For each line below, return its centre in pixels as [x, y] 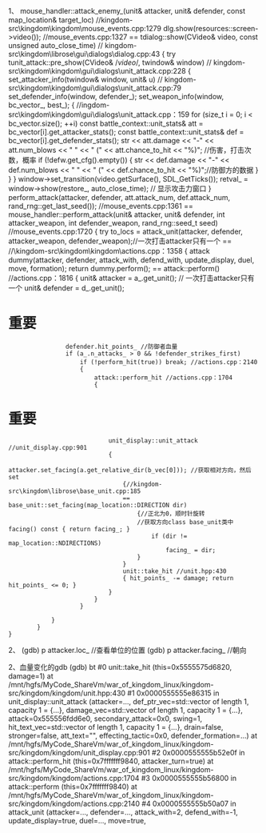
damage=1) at [31, 676]
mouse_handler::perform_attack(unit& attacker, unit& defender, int [117, 214]
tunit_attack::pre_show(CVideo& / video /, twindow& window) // [110, 62]
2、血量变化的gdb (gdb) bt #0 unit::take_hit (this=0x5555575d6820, [120, 667]
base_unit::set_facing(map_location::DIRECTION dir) [98, 505]
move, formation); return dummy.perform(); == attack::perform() [114, 268]
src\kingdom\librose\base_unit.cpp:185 [75, 491]
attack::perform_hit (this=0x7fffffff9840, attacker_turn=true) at [111, 761]
